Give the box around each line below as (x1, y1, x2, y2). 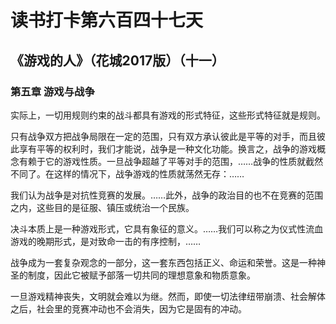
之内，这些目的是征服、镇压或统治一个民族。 (10, 201, 195, 213)
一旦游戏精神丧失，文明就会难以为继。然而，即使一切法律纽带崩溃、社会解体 (10, 290, 326, 302)
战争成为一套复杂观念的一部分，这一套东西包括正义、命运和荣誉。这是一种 (10, 256, 317, 268)
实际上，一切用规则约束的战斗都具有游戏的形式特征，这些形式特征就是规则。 (10, 109, 326, 121)
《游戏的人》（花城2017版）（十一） (10, 52, 225, 69)
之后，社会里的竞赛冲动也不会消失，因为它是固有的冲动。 (10, 302, 247, 315)
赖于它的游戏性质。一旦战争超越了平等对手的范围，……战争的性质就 (27, 155, 307, 167)
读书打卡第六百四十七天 (10, 9, 204, 32)
